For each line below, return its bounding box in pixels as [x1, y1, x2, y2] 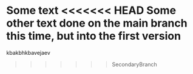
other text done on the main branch [6, 16, 188, 30]
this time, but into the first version [6, 29, 181, 43]
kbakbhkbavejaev [6, 49, 50, 56]
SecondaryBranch [112, 61, 158, 68]
